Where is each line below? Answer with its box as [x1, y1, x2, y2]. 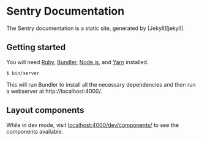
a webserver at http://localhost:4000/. [6, 87, 103, 95]
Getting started [6, 42, 66, 52]
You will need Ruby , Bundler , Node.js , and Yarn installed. [6, 58, 149, 65]
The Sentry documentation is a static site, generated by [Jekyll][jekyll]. [6, 24, 185, 32]
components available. [6, 128, 64, 135]
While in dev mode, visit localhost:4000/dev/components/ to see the [6, 121, 179, 129]
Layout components [6, 105, 84, 115]
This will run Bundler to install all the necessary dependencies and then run [6, 81, 196, 88]
